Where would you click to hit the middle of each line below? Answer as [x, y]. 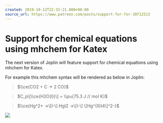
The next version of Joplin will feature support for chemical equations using [82, 62]
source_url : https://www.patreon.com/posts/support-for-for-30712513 [78, 14]
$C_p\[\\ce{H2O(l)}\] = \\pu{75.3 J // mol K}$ [62, 96]
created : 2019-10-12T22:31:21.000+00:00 [47, 10]
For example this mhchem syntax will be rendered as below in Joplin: [75, 77]
